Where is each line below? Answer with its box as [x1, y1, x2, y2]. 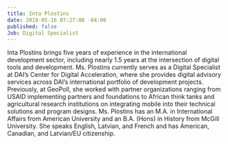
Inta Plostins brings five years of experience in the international [7, 48, 187, 57]
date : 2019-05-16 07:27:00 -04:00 [7, 17, 107, 24]
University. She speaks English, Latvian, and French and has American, [7, 122, 209, 130]
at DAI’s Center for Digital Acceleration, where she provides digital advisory [7, 71, 222, 79]
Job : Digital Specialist [7, 29, 79, 37]
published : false [7, 23, 57, 30]
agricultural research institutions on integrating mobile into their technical [7, 100, 216, 108]
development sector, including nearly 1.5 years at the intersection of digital [7, 56, 220, 64]
